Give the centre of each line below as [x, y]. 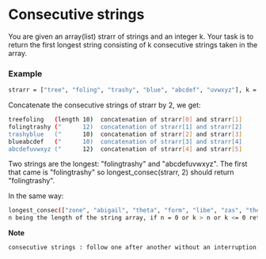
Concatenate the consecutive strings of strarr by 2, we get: [104, 105]
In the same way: [36, 196]
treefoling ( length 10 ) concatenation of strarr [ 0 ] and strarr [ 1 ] [125, 120]
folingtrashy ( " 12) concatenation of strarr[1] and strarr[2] [125, 127]
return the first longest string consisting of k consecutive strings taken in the [133, 44]
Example [25, 73]
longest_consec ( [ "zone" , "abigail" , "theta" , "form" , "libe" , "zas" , [125, 211]
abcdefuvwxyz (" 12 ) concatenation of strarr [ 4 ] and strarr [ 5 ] [125, 149]
